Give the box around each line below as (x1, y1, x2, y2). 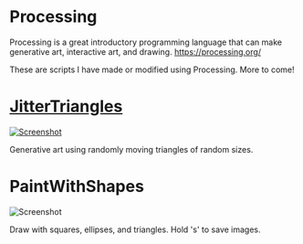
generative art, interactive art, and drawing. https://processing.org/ (9, 46, 262, 57)
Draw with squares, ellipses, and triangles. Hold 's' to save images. (9, 224, 262, 235)
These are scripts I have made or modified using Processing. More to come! (9, 64, 295, 75)
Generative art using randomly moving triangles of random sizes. (9, 143, 254, 154)
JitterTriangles (9, 96, 123, 117)
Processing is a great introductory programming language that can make (9, 37, 283, 48)
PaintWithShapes (9, 176, 144, 197)
